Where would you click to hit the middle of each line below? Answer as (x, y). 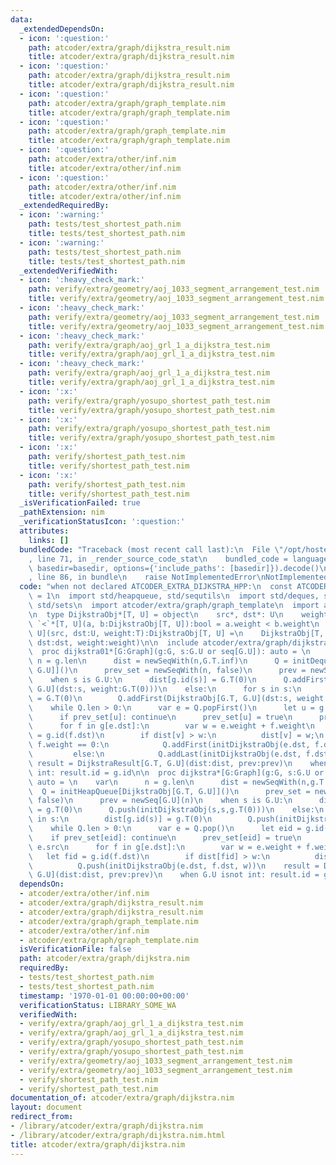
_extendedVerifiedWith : (68, 271)
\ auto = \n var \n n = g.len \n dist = (138, 782)
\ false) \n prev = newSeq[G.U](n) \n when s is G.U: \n (160, 801)
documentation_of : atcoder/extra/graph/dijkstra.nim (122, 1098)
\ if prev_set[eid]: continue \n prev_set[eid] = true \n (165, 837)
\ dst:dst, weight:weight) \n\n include (113, 642)
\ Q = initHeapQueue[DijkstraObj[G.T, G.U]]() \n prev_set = (169, 791)
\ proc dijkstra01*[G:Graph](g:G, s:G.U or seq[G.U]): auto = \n (169, 652)
